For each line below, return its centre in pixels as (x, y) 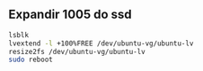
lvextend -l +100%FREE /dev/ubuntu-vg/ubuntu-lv (101, 43)
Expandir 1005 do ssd (70, 15)
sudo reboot (31, 60)
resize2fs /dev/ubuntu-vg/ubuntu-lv (77, 51)
